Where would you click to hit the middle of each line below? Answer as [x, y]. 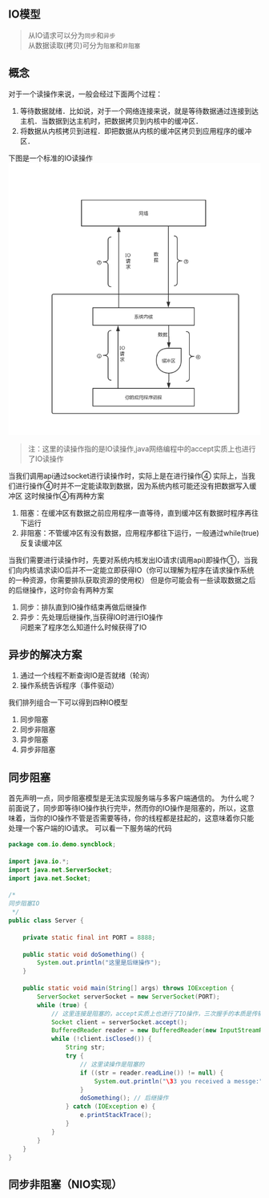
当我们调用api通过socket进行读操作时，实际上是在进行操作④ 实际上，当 [128, 476]
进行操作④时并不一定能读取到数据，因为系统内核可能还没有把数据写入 [132, 486]
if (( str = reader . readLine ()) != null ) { [152, 1073]
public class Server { [46, 921]
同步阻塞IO [24, 904]
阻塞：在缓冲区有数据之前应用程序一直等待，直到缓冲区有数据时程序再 [136, 512]
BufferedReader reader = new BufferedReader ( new [134, 1030]
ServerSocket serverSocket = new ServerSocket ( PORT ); [128, 997]
